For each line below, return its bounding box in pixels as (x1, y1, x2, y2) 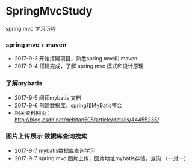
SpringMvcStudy (5, 4, 93, 18)
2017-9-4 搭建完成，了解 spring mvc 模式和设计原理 (14, 62, 144, 70)
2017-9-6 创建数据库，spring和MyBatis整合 (14, 102, 123, 109)
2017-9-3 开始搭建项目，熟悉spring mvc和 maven (14, 55, 138, 62)
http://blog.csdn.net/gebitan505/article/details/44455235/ (14, 116, 159, 123)
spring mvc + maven (5, 40, 67, 49)
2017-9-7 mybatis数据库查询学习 (14, 147, 96, 154)
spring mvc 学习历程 (5, 25, 57, 32)
